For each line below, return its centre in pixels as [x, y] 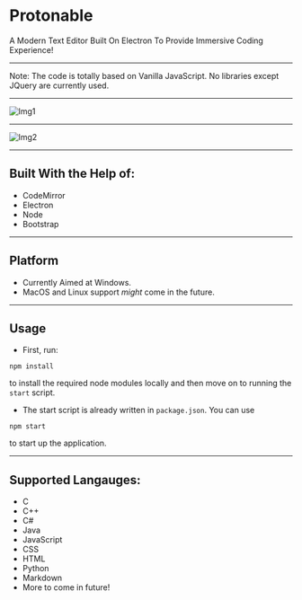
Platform [34, 261]
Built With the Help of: [72, 174]
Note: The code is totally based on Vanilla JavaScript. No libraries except [144, 75]
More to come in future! [66, 587]
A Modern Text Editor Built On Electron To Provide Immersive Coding [136, 40]
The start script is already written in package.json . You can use [138, 410]
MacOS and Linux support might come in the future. [119, 292]
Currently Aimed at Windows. [77, 282]
